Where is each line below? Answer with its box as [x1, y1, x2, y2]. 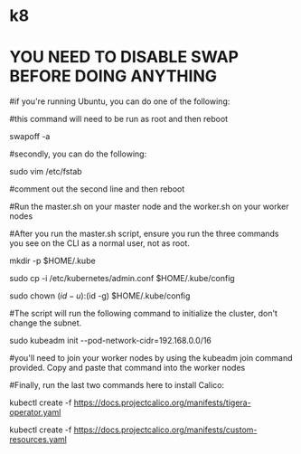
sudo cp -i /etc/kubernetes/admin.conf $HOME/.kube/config [9, 273, 235, 284]
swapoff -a [9, 131, 51, 142]
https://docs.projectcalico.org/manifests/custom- [73, 424, 258, 435]
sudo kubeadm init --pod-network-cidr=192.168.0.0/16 [9, 336, 212, 346]
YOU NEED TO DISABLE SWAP [9, 47, 240, 68]
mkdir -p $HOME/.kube [9, 255, 97, 267]
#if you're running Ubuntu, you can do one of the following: [9, 96, 230, 107]
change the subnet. [9, 317, 82, 328]
